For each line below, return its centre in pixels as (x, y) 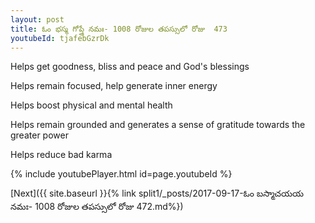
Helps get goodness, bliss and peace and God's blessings (130, 67)
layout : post (37, 19)
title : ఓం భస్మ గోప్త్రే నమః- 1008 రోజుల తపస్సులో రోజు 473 (119, 29)
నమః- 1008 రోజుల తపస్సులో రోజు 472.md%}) (97, 207)
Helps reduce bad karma (61, 155)
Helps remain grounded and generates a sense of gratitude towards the (158, 125)
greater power (39, 135)
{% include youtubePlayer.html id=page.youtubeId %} (121, 174)
